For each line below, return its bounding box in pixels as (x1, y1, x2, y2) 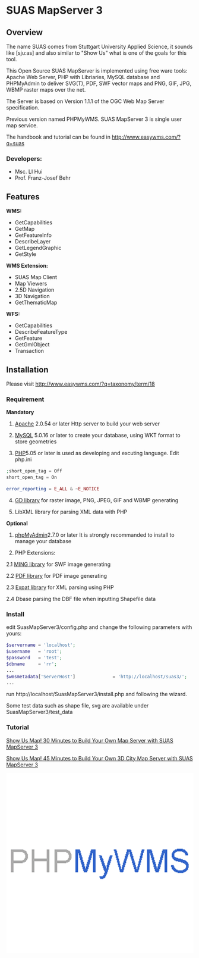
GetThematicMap (14, 299, 58, 306)
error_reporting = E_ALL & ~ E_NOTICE (6, 486, 100, 491)
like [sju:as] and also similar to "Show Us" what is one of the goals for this (6, 49, 187, 57)
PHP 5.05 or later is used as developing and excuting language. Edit (14, 450, 179, 457)
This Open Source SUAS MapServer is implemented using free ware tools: (6, 67, 188, 74)
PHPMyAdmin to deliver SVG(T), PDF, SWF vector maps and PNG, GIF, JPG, (6, 80, 192, 87)
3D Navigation (14, 293, 50, 300)
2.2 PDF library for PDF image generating (6, 572, 108, 579)
